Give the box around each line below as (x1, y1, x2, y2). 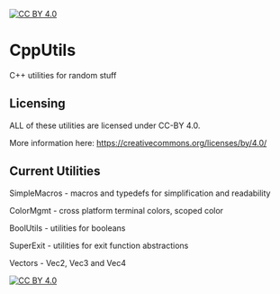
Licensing (9, 96, 66, 112)
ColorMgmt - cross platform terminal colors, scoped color (9, 205, 223, 216)
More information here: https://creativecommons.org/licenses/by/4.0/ (9, 137, 267, 148)
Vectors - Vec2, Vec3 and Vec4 (9, 257, 127, 268)
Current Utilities (9, 163, 101, 179)
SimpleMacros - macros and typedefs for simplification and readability (9, 188, 271, 198)
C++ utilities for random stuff (9, 69, 117, 80)
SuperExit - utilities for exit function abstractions (9, 240, 189, 251)
